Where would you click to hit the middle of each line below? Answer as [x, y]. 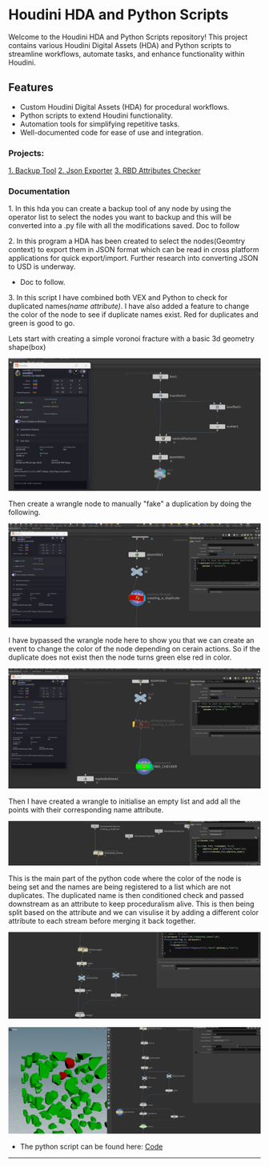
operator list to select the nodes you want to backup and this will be [120, 217]
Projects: [26, 153]
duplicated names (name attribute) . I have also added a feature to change [129, 307]
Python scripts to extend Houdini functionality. [96, 115]
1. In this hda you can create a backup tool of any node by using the [120, 209]
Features [31, 88]
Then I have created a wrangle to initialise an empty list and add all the [124, 801]
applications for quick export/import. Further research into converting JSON [133, 259]
